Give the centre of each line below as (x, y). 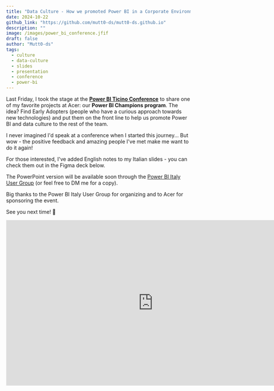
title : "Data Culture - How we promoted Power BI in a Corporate (87, 11)
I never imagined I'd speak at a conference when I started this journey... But (97, 135)
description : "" (26, 28)
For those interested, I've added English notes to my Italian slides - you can (97, 159)
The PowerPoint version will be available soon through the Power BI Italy (93, 177)
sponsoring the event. (32, 200)
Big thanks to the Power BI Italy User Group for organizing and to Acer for (95, 194)
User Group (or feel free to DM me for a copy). (62, 183)
